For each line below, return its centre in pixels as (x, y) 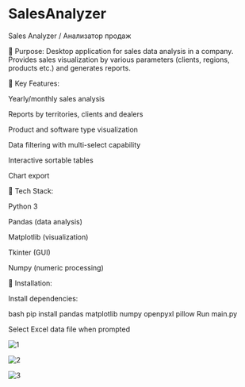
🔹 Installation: (31, 283)
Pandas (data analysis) (46, 221)
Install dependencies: (43, 298)
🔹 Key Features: (34, 83)
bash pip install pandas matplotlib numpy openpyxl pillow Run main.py (123, 313)
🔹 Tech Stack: (31, 190)
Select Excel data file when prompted (69, 329)
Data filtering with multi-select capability (75, 144)
